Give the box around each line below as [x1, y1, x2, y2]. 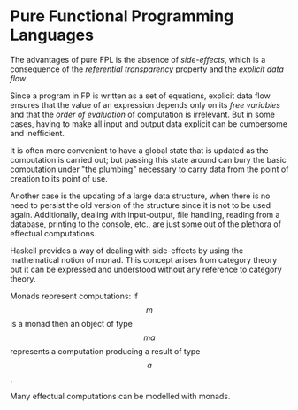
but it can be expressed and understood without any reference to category [10, 264, 282, 275]
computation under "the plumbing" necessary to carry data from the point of [10, 164, 289, 174]
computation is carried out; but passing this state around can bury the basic [10, 154, 287, 165]
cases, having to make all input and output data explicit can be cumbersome [10, 118, 288, 129]
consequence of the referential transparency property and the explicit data [10, 64, 284, 74]
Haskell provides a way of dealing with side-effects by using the [10, 245, 244, 256]
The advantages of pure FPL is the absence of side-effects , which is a [10, 54, 266, 65]
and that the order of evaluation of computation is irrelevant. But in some [10, 109, 275, 120]
